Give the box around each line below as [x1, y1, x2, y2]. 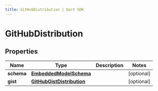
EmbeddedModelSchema [31, 70, 91, 77]
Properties [5, 47, 38, 56]
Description [96, 62, 123, 69]
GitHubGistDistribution [31, 78, 85, 85]
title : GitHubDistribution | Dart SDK [5, 7, 84, 12]
